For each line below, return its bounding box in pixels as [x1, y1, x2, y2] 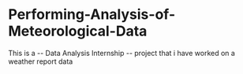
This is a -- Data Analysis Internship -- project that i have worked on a [8, 48, 235, 57]
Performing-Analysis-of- [8, 6, 176, 24]
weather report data [8, 57, 73, 66]
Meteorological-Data [8, 22, 148, 40]
